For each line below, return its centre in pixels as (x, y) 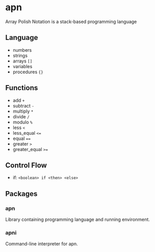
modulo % (23, 122)
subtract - (23, 106)
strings (20, 55)
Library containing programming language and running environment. (78, 220)
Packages (21, 194)
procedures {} (28, 72)
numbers (22, 50)
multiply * (23, 111)
